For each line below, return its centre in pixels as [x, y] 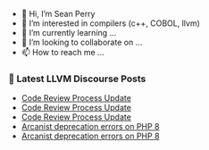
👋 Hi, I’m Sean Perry [58, 14]
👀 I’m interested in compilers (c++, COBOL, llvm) [110, 23]
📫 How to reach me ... [63, 52]
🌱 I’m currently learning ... [69, 33]
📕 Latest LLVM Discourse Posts [77, 79]
